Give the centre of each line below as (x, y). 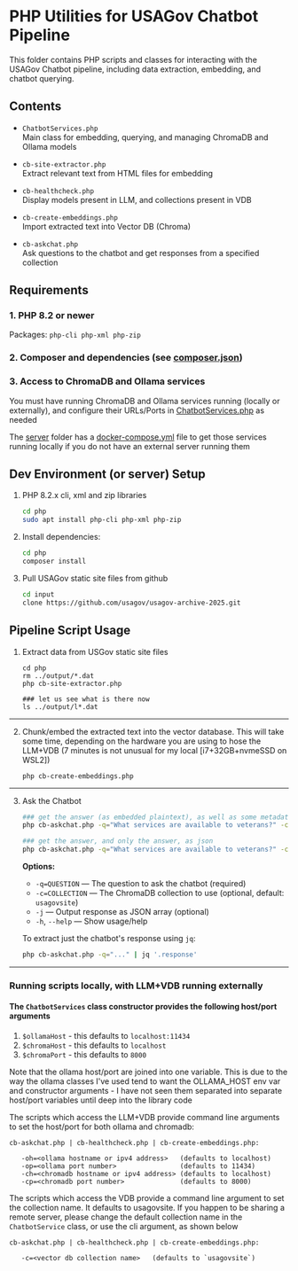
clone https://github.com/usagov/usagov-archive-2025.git (131, 603)
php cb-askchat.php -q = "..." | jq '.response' (110, 955)
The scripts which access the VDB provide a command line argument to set (147, 1198)
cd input (38, 594)
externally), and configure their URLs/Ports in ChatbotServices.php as (137, 410)
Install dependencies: (61, 537)
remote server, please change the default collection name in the (126, 1217)
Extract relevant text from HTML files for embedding (118, 173)
